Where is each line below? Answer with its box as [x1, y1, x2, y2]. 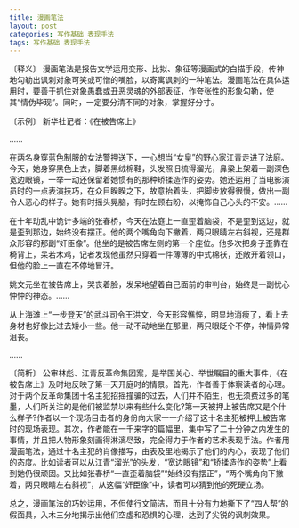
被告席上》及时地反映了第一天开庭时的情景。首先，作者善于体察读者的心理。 [9, 379, 290, 390]
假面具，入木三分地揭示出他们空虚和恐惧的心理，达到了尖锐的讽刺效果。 [9, 509, 274, 520]
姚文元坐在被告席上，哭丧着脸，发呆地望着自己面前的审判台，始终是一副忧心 [9, 279, 290, 290]
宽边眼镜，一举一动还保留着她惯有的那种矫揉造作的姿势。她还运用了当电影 [9, 175, 282, 186]
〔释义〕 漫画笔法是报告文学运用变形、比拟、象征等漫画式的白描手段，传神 [9, 63, 285, 74]
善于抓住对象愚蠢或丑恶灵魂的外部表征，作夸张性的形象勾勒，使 [39, 86, 274, 96]
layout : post [9, 21, 58, 30]
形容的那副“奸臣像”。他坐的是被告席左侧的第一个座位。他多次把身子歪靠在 [16, 238, 289, 249]
